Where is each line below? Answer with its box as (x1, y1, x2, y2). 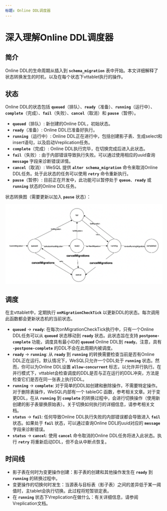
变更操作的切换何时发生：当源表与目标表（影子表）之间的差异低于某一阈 (12, 481, 161, 487)
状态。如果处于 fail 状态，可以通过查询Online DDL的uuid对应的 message (12, 420, 161, 426)
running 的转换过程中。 (12, 475, 60, 481)
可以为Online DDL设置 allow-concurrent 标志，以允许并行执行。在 (25, 363, 162, 369)
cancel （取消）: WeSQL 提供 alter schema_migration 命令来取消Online (12, 164, 158, 170)
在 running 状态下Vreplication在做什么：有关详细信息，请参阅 (12, 494, 139, 500)
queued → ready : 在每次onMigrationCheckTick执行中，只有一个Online (12, 326, 154, 332)
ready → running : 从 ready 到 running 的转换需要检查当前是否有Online (12, 351, 155, 357)
